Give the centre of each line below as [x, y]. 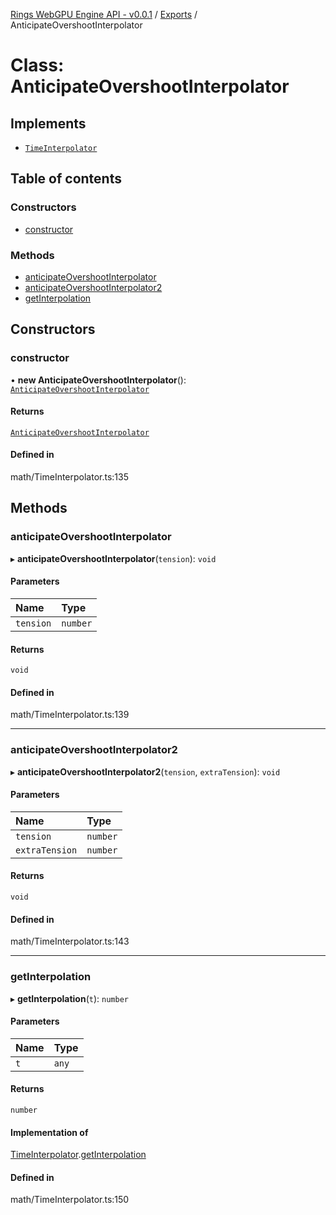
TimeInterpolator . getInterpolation [78, 1155]
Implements [48, 123]
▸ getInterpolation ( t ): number [69, 998]
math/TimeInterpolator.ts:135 [70, 477]
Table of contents [66, 179]
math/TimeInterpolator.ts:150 [70, 1200]
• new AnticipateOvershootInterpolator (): [98, 380]
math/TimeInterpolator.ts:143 [70, 941]
